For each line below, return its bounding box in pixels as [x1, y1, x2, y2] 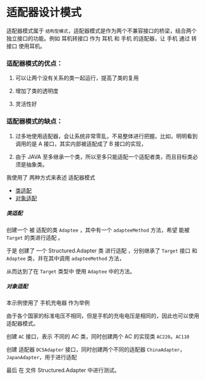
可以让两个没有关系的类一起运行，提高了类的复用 [15, 74, 139, 82]
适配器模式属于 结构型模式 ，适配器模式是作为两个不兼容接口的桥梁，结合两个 [6, 27, 197, 34]
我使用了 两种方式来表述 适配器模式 [6, 173, 95, 181]
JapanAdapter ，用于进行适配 [6, 354, 77, 361]
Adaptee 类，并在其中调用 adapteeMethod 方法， [6, 254, 125, 262]
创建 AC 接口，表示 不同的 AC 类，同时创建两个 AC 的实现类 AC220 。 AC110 [6, 333, 190, 340]
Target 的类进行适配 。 [6, 234, 64, 241]
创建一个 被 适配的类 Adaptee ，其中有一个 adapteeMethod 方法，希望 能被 [6, 226, 190, 234]
